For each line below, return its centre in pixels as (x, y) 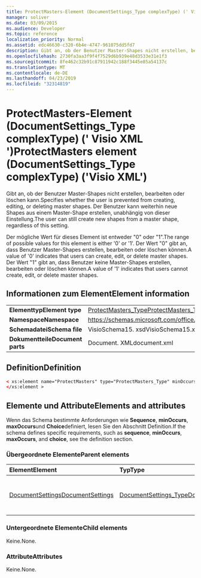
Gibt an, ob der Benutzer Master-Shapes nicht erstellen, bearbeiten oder (95, 193)
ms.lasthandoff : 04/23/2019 (41, 78)
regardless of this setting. (38, 225)
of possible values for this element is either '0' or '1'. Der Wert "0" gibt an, (97, 243)
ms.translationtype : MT (36, 67)
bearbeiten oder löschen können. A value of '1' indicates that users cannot (97, 268)
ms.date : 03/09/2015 (32, 23)
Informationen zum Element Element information (98, 294)
